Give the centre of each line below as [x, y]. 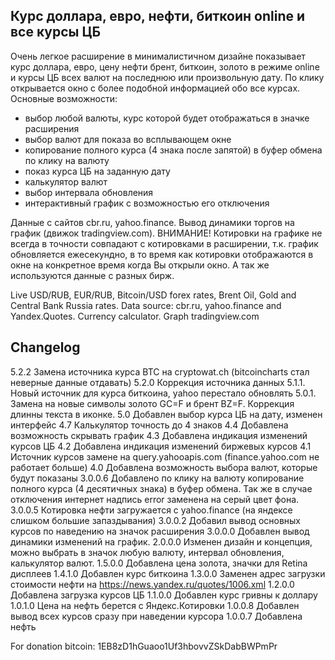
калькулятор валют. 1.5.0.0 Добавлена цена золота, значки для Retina [159, 563]
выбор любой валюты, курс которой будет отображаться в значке [167, 118]
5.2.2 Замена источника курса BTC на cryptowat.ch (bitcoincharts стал [160, 371]
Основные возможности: [64, 98]
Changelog [45, 347]
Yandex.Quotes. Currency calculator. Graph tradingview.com [135, 316]
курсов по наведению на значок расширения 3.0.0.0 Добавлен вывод [160, 531]
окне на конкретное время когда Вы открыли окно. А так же [140, 265]
